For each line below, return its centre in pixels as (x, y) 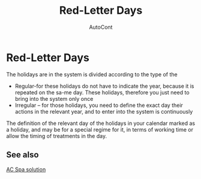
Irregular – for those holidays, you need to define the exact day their (99, 105)
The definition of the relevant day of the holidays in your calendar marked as (101, 123)
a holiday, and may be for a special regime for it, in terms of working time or (100, 129)
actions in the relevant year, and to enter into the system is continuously (104, 111)
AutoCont (101, 27)
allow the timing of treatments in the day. (56, 136)
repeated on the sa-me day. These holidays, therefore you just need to (102, 92)
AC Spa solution (26, 169)
